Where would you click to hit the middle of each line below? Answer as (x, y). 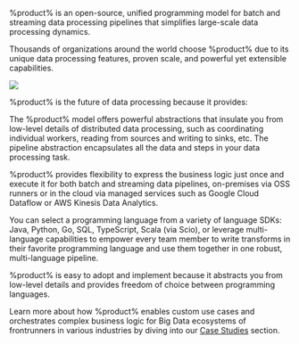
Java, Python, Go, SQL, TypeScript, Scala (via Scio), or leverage (127, 229)
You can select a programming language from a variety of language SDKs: (146, 220)
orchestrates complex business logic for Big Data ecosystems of (128, 321)
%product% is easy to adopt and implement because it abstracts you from (146, 275)
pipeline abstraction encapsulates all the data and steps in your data (135, 147)
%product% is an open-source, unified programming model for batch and (145, 13)
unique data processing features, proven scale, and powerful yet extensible (148, 58)
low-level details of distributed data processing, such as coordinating (137, 129)
